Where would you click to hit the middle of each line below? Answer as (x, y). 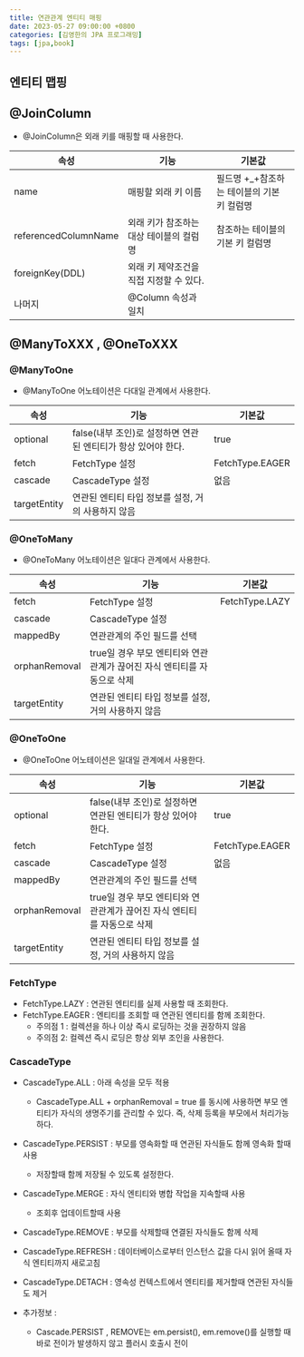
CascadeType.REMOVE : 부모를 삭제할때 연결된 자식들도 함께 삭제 (140, 1232)
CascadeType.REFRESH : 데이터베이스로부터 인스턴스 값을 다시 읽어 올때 (152, 1252)
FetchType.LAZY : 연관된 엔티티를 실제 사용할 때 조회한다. (125, 1004)
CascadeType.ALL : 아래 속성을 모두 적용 (96, 1083)
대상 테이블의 (154, 237)
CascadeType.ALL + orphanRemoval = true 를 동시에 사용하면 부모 (157, 1102)
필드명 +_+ (238, 179)
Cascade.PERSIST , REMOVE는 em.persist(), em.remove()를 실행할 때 (163, 1332)
